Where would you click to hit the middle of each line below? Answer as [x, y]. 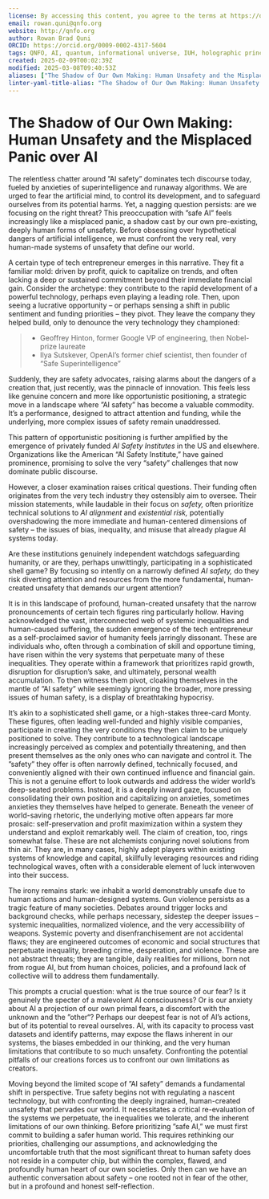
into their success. [39, 875]
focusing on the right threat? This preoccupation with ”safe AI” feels [120, 213]
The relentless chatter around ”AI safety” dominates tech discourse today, [130, 179]
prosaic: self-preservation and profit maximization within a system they [125, 824]
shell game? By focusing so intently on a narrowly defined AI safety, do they [134, 571]
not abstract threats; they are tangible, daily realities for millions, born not [129, 959]
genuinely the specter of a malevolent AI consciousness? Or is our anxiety [131, 1000]
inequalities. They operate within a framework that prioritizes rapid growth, [131, 663]
